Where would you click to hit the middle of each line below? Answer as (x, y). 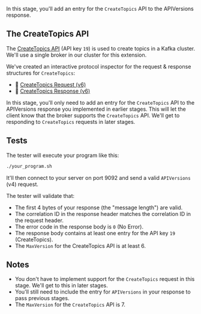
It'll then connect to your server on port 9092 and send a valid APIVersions (98, 177)
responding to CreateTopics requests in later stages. (71, 122)
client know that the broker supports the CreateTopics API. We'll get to (93, 115)
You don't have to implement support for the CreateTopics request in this (105, 279)
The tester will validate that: (40, 195)
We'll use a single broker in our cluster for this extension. (76, 55)
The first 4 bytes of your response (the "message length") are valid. (99, 208)
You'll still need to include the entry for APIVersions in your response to (103, 292)
